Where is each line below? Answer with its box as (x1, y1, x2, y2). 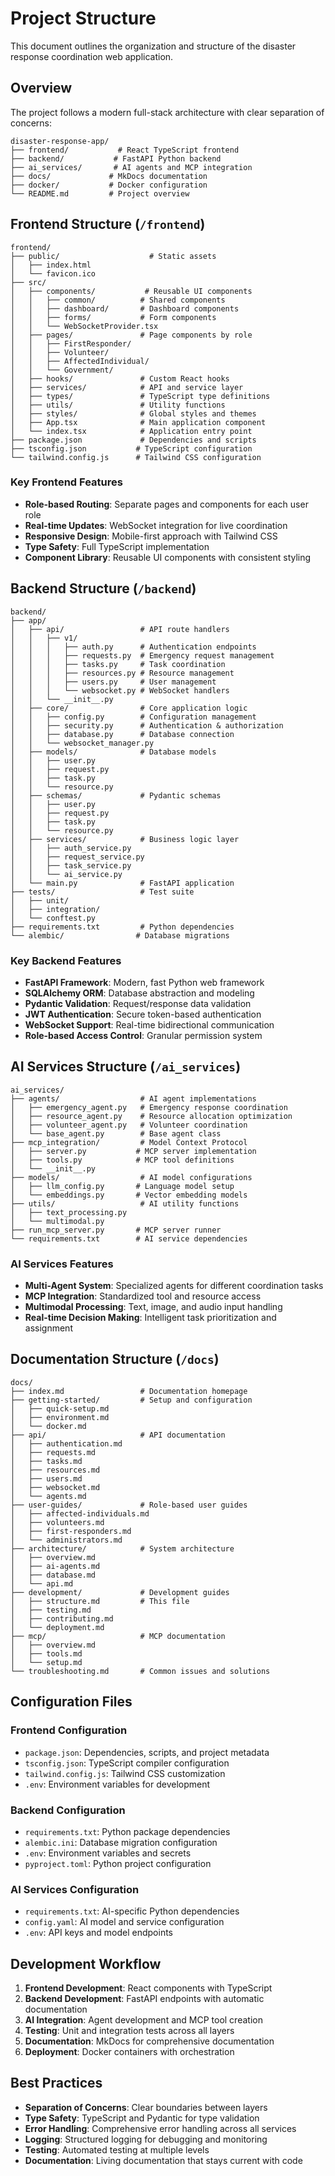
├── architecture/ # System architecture (10, 1543, 235, 1554)
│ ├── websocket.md (10, 1482, 101, 1492)
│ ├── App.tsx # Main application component (10, 417, 267, 427)
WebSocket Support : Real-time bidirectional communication (24, 1018, 275, 1031)
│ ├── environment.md (10, 1412, 110, 1422)
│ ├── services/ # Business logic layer (10, 834, 240, 844)
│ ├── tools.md (10, 1648, 83, 1659)
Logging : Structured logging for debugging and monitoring (24, 2133, 268, 2145)
